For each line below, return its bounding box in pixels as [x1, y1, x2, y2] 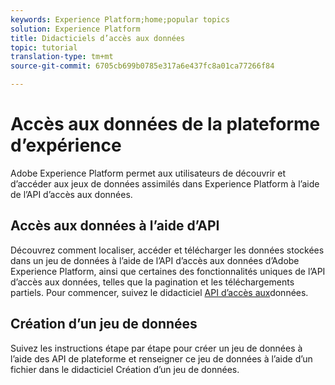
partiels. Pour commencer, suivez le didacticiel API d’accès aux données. [10, 286, 309, 298]
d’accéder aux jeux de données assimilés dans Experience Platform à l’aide [10, 177, 320, 190]
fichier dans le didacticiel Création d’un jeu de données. [10, 363, 240, 375]
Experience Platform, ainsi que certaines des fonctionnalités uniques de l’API [10, 265, 326, 277]
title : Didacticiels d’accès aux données [10, 33, 186, 43]
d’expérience [10, 134, 122, 157]
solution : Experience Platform [10, 24, 141, 34]
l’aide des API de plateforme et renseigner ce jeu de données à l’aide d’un [10, 352, 313, 365]
